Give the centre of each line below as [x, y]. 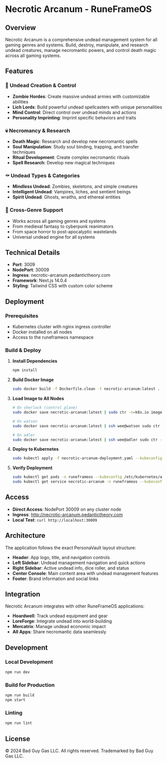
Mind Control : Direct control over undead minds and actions [74, 112]
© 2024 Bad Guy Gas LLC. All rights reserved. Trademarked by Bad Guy [79, 751]
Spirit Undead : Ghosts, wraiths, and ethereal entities [66, 197]
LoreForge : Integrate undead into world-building [62, 621]
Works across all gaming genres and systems [59, 221]
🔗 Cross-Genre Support [34, 210]
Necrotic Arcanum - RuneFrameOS [79, 9]
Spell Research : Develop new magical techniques [64, 162]
